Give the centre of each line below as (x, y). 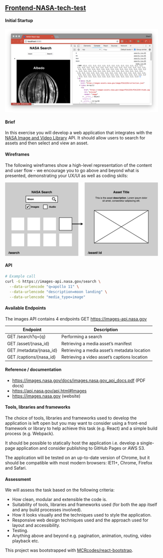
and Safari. (16, 468)
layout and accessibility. (36, 525)
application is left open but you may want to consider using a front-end (76, 423)
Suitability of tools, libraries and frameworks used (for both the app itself (85, 505)
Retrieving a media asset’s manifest (97, 343)
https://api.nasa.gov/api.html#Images (49, 391)
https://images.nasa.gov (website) (46, 396)
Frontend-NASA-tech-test (46, 8)
